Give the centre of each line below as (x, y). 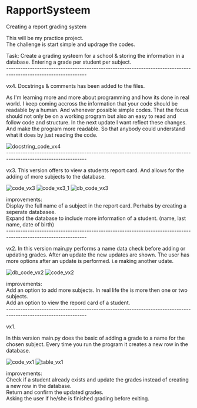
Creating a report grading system (46, 27)
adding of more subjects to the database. (56, 176)
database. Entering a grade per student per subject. (69, 62)
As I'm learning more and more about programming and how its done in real (98, 97)
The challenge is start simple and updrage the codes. (71, 44)
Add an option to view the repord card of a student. (68, 302)
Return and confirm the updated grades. (55, 392)
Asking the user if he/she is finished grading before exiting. (78, 398)
